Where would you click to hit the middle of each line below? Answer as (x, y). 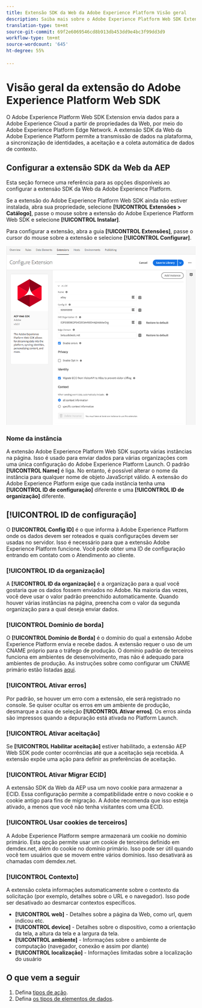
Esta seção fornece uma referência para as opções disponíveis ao (88, 182)
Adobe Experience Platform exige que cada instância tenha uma (86, 483)
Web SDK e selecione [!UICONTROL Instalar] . (63, 219)
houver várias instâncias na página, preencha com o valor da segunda (93, 603)
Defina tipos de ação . (41, 992)
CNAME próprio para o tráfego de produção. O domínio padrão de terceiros (100, 651)
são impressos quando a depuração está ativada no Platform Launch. (92, 718)
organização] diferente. (36, 496)
